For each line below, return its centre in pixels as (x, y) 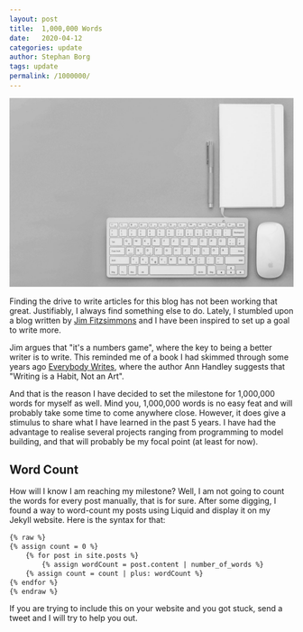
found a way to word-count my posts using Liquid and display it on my (140, 510)
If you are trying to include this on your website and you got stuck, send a (146, 609)
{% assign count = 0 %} (54, 547)
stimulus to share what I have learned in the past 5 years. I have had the (143, 422)
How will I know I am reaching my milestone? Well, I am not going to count (147, 491)
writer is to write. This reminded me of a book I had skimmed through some (149, 357)
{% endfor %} (34, 583)
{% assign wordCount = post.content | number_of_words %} (153, 565)
